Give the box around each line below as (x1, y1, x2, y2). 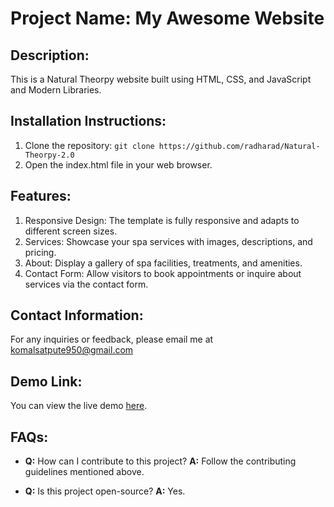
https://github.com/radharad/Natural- (158, 141, 321, 151)
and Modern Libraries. (10, 84, 102, 96)
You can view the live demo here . (10, 400, 148, 412)
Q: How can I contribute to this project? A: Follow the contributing (24, 455, 297, 467)
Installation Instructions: (10, 113, 167, 130)
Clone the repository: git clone (24, 139, 155, 151)
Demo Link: (10, 373, 83, 390)
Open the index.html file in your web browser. (24, 158, 213, 171)
